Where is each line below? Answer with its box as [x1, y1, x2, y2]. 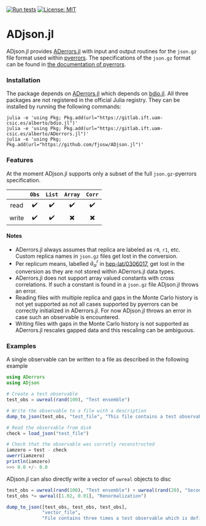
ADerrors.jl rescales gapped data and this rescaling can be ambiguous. [15, 327, 195, 334]
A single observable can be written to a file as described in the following [6, 356, 189, 363]
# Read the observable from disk [6, 424, 92, 431]
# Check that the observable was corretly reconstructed [6, 441, 155, 447]
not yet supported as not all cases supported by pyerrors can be [15, 301, 178, 308]
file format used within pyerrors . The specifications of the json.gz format [6, 54, 191, 61]
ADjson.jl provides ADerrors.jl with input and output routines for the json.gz [6, 47, 197, 55]
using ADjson [6, 380, 40, 386]
